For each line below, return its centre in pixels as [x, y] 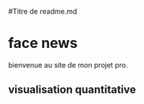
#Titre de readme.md [43, 11]
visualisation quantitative [72, 90]
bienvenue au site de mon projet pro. [68, 65]
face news [43, 43]
